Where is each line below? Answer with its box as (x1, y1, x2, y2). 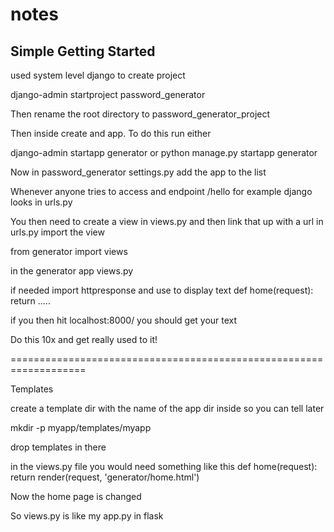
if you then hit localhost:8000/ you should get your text (10, 314, 238, 326)
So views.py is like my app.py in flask (10, 510, 164, 522)
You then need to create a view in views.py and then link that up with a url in (10, 216, 324, 227)
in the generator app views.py (10, 265, 134, 277)
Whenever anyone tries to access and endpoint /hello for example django (10, 186, 313, 197)
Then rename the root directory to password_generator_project (10, 108, 271, 120)
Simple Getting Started (10, 43, 156, 60)
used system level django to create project (10, 69, 186, 81)
